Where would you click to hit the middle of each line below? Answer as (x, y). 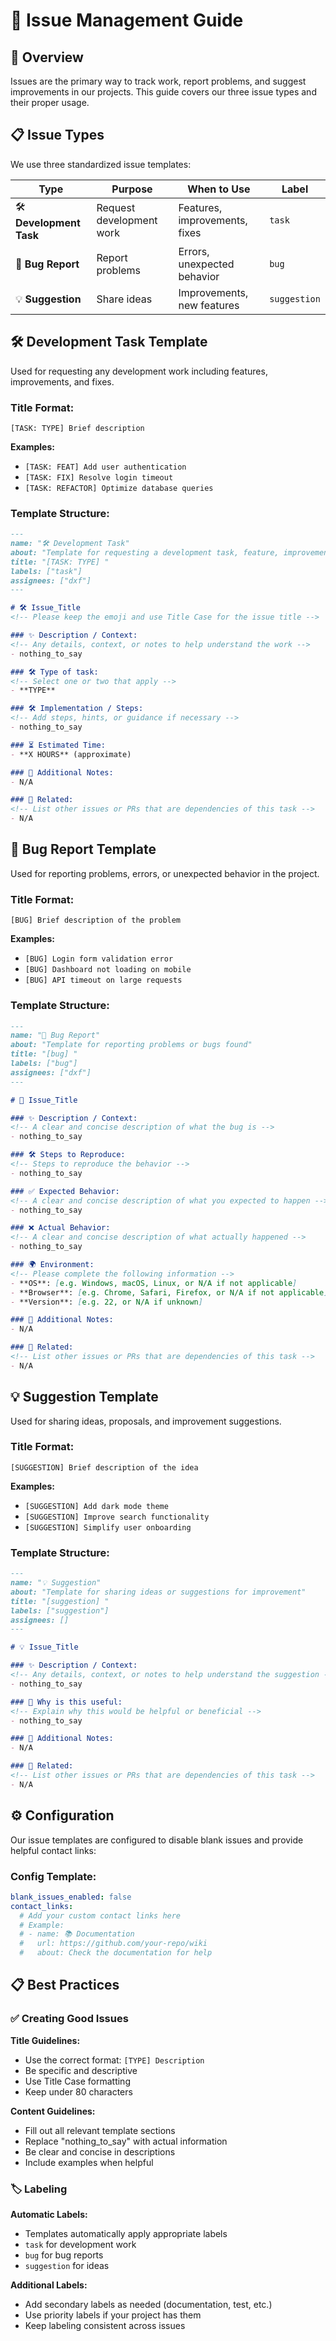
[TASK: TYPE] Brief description (77, 428)
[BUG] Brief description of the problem (96, 920)
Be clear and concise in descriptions (100, 2151)
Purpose (132, 189)
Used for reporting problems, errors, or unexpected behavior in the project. (165, 873)
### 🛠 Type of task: (54, 672)
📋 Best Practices (65, 1985)
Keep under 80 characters (78, 2091)
